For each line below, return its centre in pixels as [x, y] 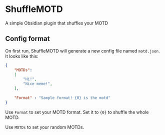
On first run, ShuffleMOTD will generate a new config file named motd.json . [82, 50]
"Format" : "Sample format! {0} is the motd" [62, 98]
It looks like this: [22, 56]
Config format [27, 39]
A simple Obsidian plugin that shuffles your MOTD [57, 23]
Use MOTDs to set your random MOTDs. [45, 127]
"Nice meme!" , [38, 84]
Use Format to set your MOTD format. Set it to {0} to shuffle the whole [77, 112]
